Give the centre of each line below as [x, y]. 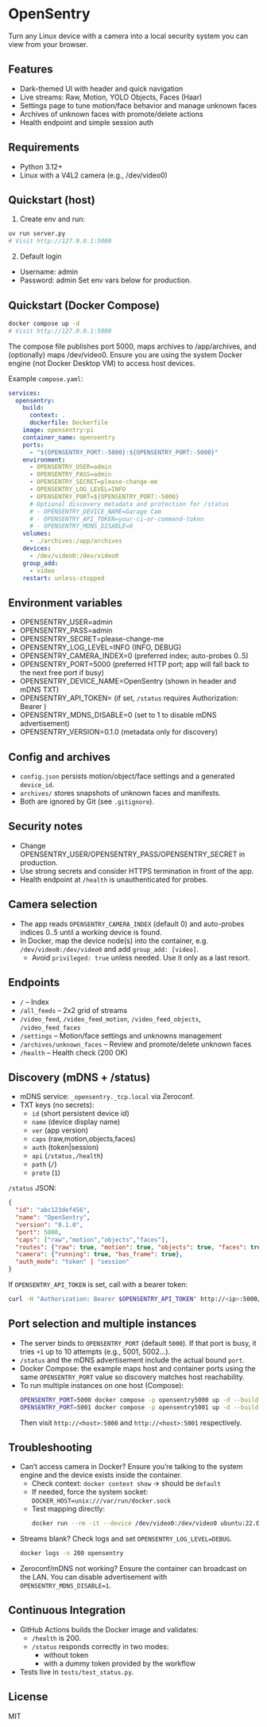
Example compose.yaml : [46, 378]
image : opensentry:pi [58, 431]
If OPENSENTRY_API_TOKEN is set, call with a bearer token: [98, 1285]
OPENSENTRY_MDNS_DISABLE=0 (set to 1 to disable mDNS [118, 715]
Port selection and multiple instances [103, 1324]
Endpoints [34, 982]
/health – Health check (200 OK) [74, 1052]
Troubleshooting [50, 1447]
